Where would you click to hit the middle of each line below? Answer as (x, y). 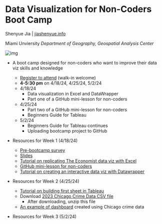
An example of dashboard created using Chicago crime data (82, 206)
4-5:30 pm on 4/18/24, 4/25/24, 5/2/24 (61, 83)
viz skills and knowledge (38, 68)
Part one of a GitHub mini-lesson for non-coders (77, 99)
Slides (26, 155)
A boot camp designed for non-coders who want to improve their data (85, 62)
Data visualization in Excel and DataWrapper (73, 93)
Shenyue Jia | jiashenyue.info (35, 33)
